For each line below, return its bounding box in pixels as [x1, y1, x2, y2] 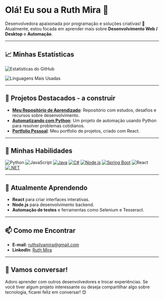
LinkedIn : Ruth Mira [12, 247, 52, 253]
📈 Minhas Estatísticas [5, 50, 74, 59]
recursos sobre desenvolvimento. [12, 112, 80, 118]
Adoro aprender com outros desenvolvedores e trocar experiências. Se [5, 278, 148, 284]
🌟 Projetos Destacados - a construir [5, 94, 116, 102]
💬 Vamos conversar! [5, 266, 68, 274]
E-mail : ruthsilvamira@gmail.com [12, 242, 80, 248]
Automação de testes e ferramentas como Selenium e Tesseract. [12, 207, 144, 213]
